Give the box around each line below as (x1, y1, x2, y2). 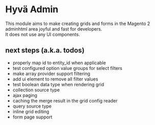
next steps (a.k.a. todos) (5, 46, 85, 55)
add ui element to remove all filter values (12, 76, 98, 82)
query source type (12, 103, 52, 109)
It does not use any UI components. (5, 31, 80, 37)
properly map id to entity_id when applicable (12, 60, 106, 66)
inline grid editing (12, 108, 49, 114)
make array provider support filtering (12, 70, 91, 77)
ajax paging (12, 92, 37, 98)
